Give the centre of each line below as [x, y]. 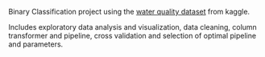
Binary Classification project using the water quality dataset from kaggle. [129, 12]
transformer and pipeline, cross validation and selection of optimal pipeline [132, 36]
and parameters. [36, 44]
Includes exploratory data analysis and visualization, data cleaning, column [133, 27]
